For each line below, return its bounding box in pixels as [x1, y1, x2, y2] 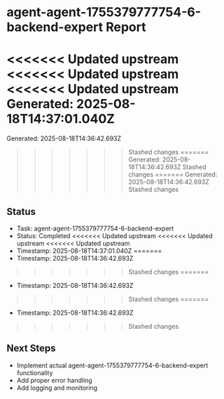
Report [105, 19, 146, 35]
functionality [16, 368, 53, 377]
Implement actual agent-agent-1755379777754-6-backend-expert [16, 361, 209, 369]
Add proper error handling [16, 376, 92, 384]
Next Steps [6, 342, 56, 355]
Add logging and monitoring [16, 384, 98, 392]
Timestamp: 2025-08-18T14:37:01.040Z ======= [16, 247, 162, 255]
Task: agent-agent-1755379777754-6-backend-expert [16, 224, 174, 233]
